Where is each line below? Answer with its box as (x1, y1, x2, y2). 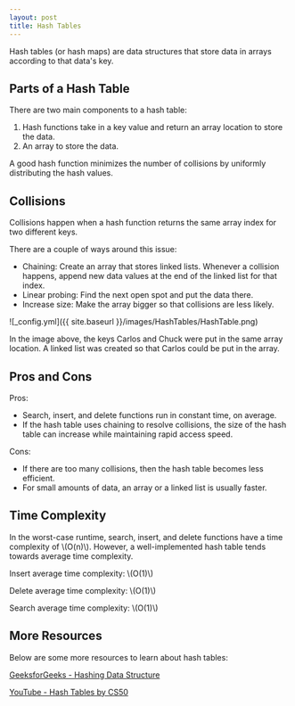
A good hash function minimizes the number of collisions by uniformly (9, 158, 266, 169)
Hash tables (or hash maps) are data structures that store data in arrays (9, 45, 272, 56)
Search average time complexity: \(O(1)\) (9, 603, 159, 613)
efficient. (21, 472, 55, 483)
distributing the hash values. (9, 168, 113, 178)
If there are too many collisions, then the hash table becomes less (21, 463, 265, 473)
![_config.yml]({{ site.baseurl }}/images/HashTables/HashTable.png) (9, 316, 258, 327)
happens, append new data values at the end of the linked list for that (21, 271, 278, 282)
